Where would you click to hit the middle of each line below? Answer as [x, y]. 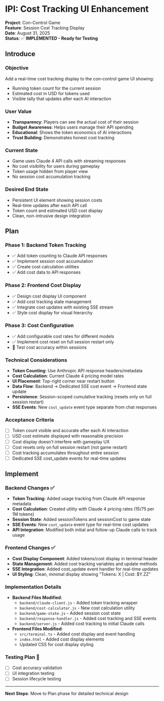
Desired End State [27, 189]
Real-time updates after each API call [49, 205]
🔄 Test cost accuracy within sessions [49, 347]
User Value [18, 111]
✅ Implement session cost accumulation [53, 261]
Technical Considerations [36, 360]
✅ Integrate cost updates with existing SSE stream [63, 307]
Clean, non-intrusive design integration [51, 216]
